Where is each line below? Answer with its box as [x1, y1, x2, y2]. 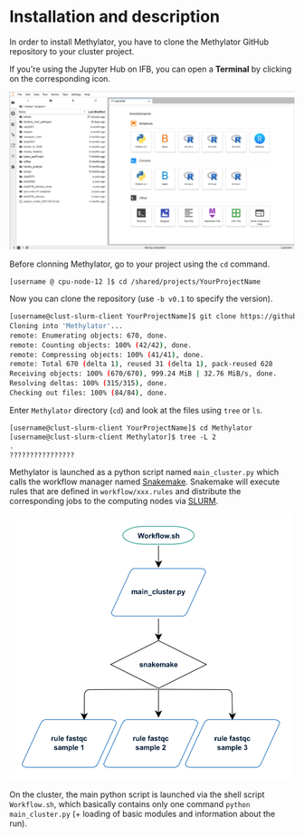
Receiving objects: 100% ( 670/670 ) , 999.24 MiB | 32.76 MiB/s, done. [9, 369, 278, 378]
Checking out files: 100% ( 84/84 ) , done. [9, 388, 168, 397]
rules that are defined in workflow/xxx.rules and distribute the [9, 485, 242, 496]
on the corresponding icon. [9, 73, 111, 83]
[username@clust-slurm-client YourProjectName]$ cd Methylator [9, 423, 253, 433]
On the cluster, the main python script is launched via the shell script [9, 789, 265, 800]
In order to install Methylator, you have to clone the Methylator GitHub [9, 36, 270, 47]
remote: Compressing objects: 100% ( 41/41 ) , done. [9, 350, 204, 359]
